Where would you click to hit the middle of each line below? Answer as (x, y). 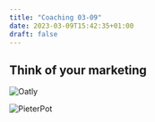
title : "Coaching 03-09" (56, 17)
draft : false (34, 34)
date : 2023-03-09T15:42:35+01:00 (72, 26)
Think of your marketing (78, 70)
